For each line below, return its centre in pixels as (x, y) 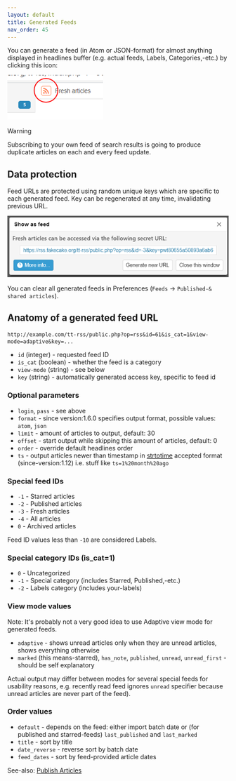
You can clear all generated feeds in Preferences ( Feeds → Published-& (110, 288)
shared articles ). (33, 295)
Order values (30, 712)
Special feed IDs (36, 481)
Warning (19, 131)
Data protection (42, 174)
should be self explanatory (56, 665)
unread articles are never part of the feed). (69, 693)
